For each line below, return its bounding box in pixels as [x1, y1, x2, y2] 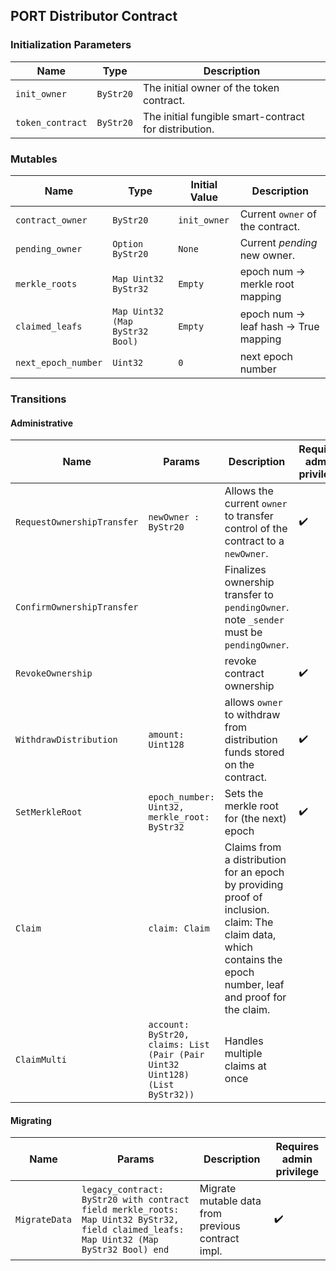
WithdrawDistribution [15, 734, 118, 746]
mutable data [199, 1194, 262, 1208]
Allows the [224, 484, 274, 498]
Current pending [239, 235, 318, 249]
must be [224, 625, 263, 639]
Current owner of [239, 207, 317, 221]
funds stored [224, 745, 285, 759]
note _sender [224, 613, 285, 627]
